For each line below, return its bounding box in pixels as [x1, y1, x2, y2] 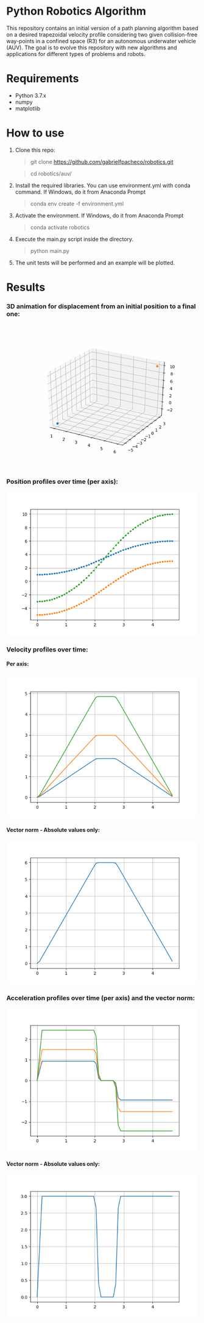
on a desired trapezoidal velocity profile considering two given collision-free [6, 30, 198, 38]
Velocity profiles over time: [6, 645, 88, 653]
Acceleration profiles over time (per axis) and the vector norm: [6, 993, 195, 1002]
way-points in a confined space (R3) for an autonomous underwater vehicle [6, 37, 196, 44]
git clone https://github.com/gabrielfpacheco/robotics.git [30, 158, 174, 165]
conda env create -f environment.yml [30, 200, 124, 207]
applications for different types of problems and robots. [6, 50, 146, 57]
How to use [6, 126, 65, 140]
